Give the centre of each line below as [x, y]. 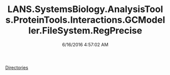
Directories [17, 67]
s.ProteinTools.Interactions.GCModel [85, 20]
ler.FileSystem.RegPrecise [85, 31]
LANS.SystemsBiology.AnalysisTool [85, 9]
